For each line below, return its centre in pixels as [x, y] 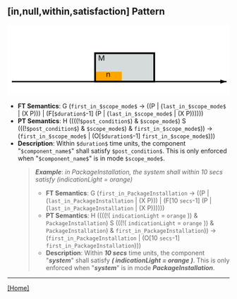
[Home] [18, 288]
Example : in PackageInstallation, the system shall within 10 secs [129, 172]
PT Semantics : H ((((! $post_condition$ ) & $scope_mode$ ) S [102, 121]
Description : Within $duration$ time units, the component [102, 143]
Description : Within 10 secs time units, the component [125, 253]
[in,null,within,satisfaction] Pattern [86, 12]
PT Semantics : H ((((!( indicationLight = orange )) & [122, 215]
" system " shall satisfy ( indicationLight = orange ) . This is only [138, 260]
